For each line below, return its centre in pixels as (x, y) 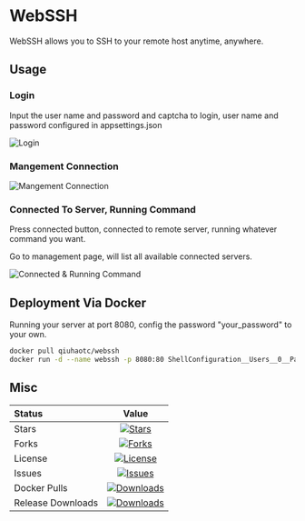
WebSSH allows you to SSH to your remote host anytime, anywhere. (137, 41)
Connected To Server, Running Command (103, 209)
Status (29, 413)
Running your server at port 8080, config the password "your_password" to (151, 325)
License (31, 458)
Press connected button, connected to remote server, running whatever (143, 229)
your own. (28, 335)
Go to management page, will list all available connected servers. (131, 256)
